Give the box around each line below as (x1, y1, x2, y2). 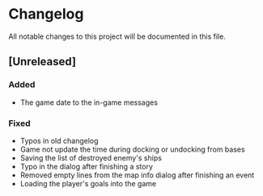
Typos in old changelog (19, 136, 99, 145)
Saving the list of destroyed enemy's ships (19, 152, 162, 162)
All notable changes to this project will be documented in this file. (8, 31, 227, 41)
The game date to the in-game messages (19, 98, 158, 107)
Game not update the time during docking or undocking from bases (19, 144, 245, 154)
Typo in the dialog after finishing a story (19, 161, 154, 171)
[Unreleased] (8, 55, 77, 69)
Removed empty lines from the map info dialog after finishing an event (19, 170, 255, 180)
